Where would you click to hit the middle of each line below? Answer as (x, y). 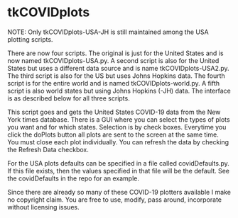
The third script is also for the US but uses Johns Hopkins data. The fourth (116, 76)
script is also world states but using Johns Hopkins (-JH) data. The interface (119, 91)
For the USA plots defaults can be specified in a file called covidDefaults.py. (118, 163)
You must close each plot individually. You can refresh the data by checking (118, 142)
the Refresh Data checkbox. (48, 149)
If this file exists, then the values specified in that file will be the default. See (118, 171)
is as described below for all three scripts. (69, 98)
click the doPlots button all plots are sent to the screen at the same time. (113, 134)
